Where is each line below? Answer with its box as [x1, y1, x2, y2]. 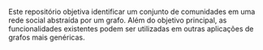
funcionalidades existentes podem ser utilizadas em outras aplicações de [8, 24, 254, 33]
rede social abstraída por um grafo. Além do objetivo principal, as [8, 15, 227, 25]
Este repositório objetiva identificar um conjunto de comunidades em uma [8, 7, 256, 16]
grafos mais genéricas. [8, 32, 85, 42]
